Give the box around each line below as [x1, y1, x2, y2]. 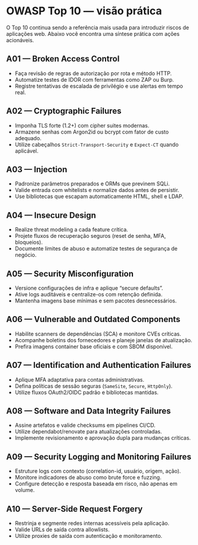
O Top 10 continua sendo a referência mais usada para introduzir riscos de [6, 24, 190, 31]
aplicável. [14, 147, 39, 154]
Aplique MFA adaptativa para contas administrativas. [14, 376, 144, 383]
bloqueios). [14, 239, 43, 246]
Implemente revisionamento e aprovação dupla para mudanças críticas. [14, 434, 191, 442]
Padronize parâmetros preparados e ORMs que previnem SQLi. [14, 180, 170, 187]
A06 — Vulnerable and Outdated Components [6, 314, 181, 324]
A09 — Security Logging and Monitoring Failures [6, 451, 192, 462]
